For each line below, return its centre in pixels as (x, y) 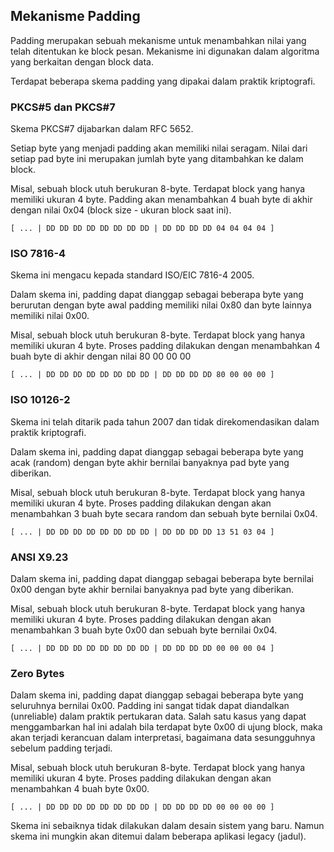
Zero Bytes (37, 673)
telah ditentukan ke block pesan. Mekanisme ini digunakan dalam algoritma (165, 51)
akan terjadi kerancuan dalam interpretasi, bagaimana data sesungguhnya (163, 738)
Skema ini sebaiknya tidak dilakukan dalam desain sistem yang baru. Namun (167, 826)
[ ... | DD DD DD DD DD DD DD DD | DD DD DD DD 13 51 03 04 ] (142, 532)
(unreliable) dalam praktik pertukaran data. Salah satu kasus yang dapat (158, 716)
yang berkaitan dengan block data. (82, 61)
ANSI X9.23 (39, 557)
